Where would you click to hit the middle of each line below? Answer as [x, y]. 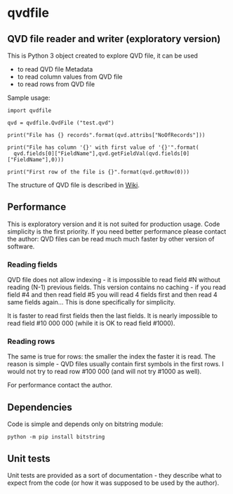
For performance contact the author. [60, 385]
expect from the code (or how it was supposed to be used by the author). [113, 483]
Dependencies [40, 407]
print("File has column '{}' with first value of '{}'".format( [103, 147]
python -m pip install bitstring [56, 437]
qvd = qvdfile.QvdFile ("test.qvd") [61, 123]
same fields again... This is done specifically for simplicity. [91, 302]
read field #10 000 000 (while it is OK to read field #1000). [91, 323]
